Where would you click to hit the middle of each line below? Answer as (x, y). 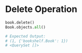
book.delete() (20, 22)
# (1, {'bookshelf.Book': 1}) (37, 41)
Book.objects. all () (25, 27)
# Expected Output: (25, 36)
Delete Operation (41, 9)
